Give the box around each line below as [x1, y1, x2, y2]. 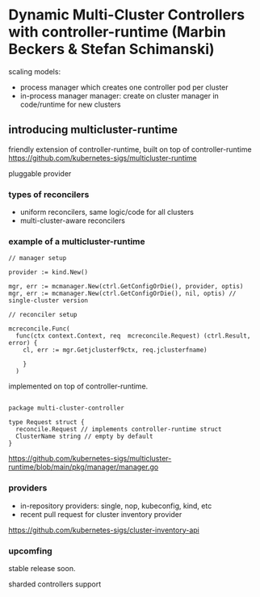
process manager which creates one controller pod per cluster [19, 82, 229, 92]
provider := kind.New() [8, 268, 89, 276]
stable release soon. [8, 563, 76, 573]
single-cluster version [8, 296, 89, 305]
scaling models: [8, 66, 61, 76]
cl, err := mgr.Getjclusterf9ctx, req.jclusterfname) [23, 346, 208, 355]
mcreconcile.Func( [8, 325, 70, 333]
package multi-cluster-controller [8, 404, 125, 413]
